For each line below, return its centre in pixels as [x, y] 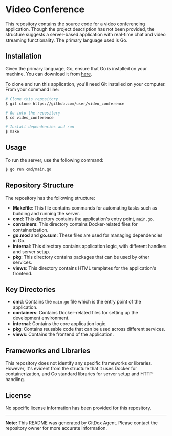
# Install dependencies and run [40, 127]
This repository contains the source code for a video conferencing [75, 24]
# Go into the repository [33, 113]
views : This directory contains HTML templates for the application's [84, 268]
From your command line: [32, 89]
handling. [15, 380]
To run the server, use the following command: [55, 160]
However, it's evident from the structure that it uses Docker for [71, 369]
